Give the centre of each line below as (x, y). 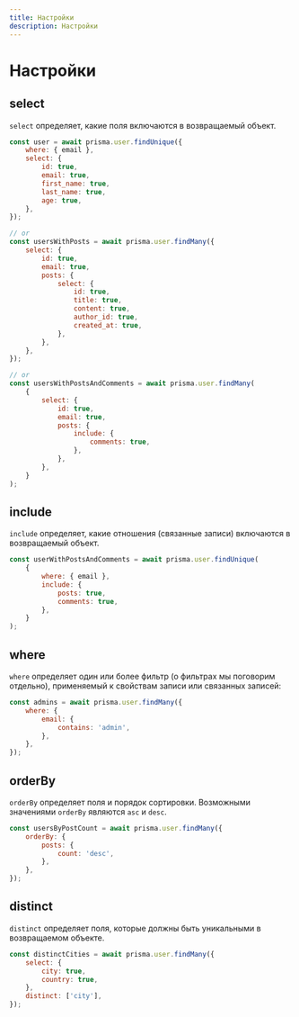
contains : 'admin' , (93, 727)
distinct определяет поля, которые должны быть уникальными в (136, 928)
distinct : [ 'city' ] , (64, 996)
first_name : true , (76, 184)
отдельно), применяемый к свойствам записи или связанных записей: (145, 686)
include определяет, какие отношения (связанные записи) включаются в (150, 534)
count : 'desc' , (86, 853)
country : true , (70, 979)
